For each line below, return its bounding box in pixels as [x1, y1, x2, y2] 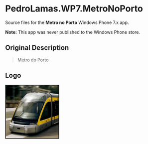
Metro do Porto [17, 57, 49, 63]
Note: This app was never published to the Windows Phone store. [5, 29, 141, 35]
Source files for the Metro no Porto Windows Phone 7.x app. [5, 19, 129, 25]
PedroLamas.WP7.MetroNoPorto [5, 3, 143, 14]
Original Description [5, 43, 69, 52]
